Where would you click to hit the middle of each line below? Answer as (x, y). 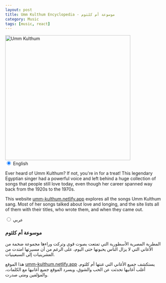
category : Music (22, 19)
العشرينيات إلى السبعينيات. (30, 254)
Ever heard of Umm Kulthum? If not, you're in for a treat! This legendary (79, 173)
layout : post (19, 10)
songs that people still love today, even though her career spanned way (79, 184)
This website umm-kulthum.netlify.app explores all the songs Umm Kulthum (83, 199)
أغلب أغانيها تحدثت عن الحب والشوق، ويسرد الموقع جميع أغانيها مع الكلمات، (75, 269)
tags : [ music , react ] (28, 24)
